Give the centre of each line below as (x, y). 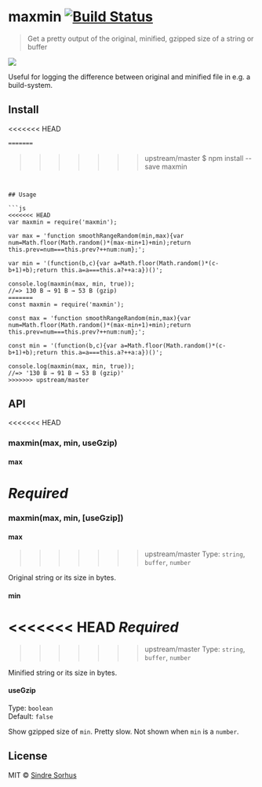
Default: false (31, 716)
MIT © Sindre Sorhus (42, 775)
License (28, 756)
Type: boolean (31, 708)
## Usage (22, 195)
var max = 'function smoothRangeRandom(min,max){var (96, 235)
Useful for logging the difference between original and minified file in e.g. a (129, 77)
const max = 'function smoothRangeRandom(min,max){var (100, 318)
